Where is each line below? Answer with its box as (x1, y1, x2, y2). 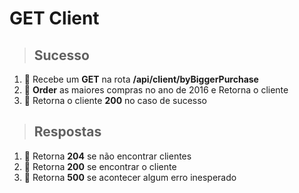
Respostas (33, 123, 102, 141)
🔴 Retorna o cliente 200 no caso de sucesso (23, 95, 208, 106)
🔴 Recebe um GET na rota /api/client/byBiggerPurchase (23, 73, 259, 85)
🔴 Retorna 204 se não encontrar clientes (23, 150, 192, 162)
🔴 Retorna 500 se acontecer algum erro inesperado (23, 171, 237, 183)
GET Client (9, 7, 100, 30)
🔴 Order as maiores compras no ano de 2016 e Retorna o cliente (23, 84, 289, 96)
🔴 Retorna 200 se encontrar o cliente (23, 160, 177, 172)
